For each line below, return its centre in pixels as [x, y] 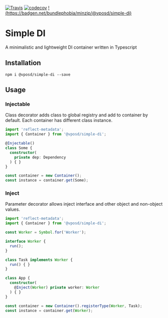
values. [13, 209]
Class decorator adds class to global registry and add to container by [77, 115]
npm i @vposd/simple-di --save [38, 74]
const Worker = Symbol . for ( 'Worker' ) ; [46, 232]
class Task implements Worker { [39, 260]
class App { [18, 278]
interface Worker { [26, 242]
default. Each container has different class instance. [59, 120]
